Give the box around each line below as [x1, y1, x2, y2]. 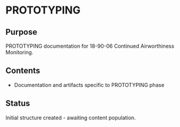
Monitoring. [5, 49, 34, 56]
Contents [5, 66, 41, 76]
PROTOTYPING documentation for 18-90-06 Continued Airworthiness [5, 42, 175, 49]
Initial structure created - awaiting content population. [5, 114, 136, 121]
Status [5, 98, 31, 109]
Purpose [5, 27, 38, 37]
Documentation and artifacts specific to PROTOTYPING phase [14, 81, 165, 88]
